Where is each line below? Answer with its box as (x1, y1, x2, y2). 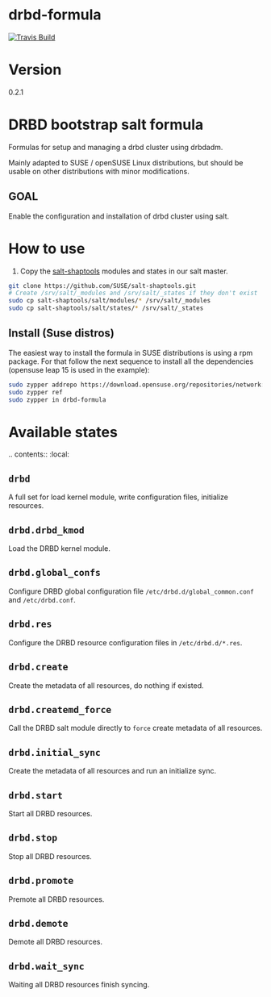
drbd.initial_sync (8, 746, 101, 758)
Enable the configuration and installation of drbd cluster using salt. (8, 211, 230, 221)
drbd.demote (8, 917, 69, 929)
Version (8, 60, 62, 79)
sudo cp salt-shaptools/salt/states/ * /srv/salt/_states (8, 304, 204, 312)
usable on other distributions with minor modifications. (8, 166, 190, 176)
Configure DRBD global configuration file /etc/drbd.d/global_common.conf (8, 586, 254, 596)
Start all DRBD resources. (8, 808, 93, 818)
